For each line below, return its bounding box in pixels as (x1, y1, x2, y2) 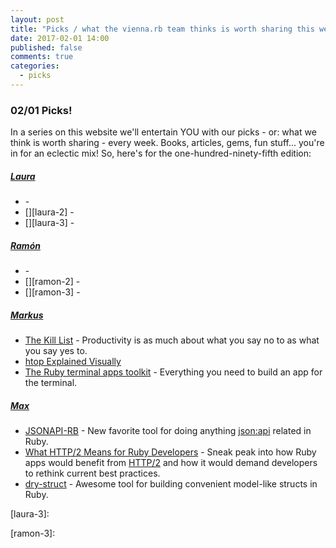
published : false (10, 42, 83, 53)
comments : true (10, 52, 74, 62)
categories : (10, 61, 60, 71)
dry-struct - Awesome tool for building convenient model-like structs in (24, 478, 318, 490)
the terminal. (24, 377, 78, 389)
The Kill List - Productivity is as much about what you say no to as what (24, 334, 320, 346)
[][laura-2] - (24, 206, 75, 218)
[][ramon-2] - (24, 276, 81, 288)
